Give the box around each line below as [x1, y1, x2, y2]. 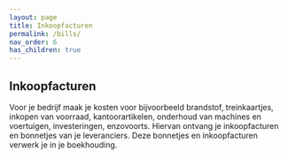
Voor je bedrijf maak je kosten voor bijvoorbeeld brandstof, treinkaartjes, [9, 102, 274, 112]
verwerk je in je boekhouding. [9, 139, 118, 150]
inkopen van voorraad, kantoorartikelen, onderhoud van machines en [9, 111, 261, 122]
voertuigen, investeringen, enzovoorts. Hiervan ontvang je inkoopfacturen [9, 120, 279, 131]
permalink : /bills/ [9, 29, 82, 38]
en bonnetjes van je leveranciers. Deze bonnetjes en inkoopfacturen [9, 130, 259, 140]
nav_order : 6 [9, 37, 58, 47]
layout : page [9, 12, 58, 22]
